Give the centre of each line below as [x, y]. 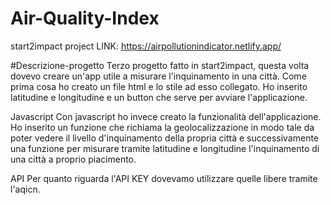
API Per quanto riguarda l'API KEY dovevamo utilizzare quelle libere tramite [164, 178]
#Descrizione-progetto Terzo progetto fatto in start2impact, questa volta [160, 65]
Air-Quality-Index [85, 18]
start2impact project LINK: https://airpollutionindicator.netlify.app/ [146, 46]
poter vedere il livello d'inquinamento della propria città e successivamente [165, 138]
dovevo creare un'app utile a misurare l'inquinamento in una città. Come [158, 76]
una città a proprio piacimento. [73, 159]
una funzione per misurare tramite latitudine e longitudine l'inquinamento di [165, 148]
